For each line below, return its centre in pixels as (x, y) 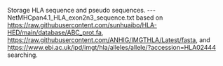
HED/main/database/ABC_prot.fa (54, 32)
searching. (23, 55)
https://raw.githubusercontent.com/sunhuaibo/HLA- (82, 25)
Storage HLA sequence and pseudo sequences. (76, 10)
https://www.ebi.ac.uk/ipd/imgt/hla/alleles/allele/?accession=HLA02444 (111, 47)
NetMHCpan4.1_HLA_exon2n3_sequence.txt (71, 18)
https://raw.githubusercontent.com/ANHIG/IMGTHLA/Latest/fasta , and (109, 40)
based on (149, 18)
